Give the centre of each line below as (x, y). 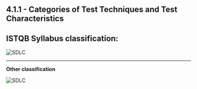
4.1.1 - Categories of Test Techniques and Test (92, 10)
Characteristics (35, 19)
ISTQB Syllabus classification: (62, 38)
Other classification (31, 69)
